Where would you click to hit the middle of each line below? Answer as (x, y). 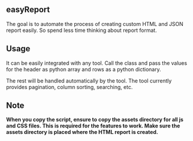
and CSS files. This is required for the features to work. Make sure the (93, 126)
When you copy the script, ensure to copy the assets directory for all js (95, 120)
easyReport (28, 10)
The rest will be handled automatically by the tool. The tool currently (89, 81)
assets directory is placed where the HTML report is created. (82, 132)
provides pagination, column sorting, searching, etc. (69, 87)
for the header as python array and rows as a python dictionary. (84, 69)
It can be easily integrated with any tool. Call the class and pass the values (97, 63)
